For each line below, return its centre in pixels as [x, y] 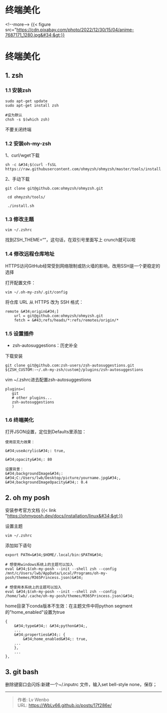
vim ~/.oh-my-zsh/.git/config [37, 292]
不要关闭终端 [18, 129]
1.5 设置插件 [19, 334]
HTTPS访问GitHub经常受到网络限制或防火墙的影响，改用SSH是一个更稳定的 [83, 266]
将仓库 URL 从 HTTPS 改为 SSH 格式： [44, 302]
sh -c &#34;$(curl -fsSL [31, 165]
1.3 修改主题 [20, 219]
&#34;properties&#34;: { [40, 635]
